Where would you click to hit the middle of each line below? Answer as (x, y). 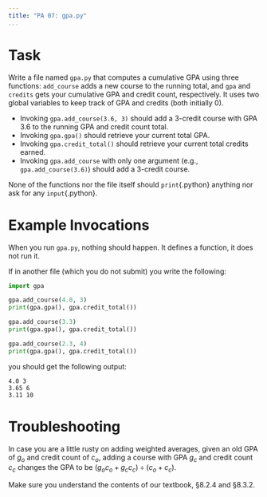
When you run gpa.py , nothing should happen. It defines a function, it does (131, 247)
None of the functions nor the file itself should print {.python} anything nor (131, 184)
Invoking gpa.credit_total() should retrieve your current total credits (134, 144)
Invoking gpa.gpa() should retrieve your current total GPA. (115, 135)
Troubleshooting (65, 426)
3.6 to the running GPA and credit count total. (94, 126)
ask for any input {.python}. (53, 193)
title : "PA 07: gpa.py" (48, 16)
